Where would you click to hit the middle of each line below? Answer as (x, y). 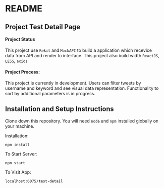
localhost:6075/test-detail (34, 181)
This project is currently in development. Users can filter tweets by (73, 83)
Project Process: (23, 72)
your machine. (20, 126)
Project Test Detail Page (43, 27)
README (24, 9)
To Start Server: (21, 154)
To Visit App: (18, 172)
